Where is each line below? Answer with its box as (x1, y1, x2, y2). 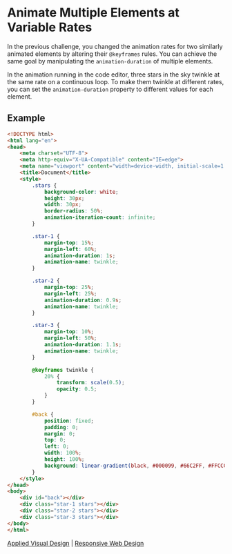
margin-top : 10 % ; (43, 328, 95, 335)
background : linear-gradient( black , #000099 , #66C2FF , (43, 462, 206, 469)
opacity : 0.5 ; (56, 386, 97, 393)
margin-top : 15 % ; (43, 239, 95, 246)
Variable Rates (7, 19, 93, 35)
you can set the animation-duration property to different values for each (7, 85, 214, 93)
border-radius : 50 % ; (43, 208, 104, 215)
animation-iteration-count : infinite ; (43, 214, 156, 221)
